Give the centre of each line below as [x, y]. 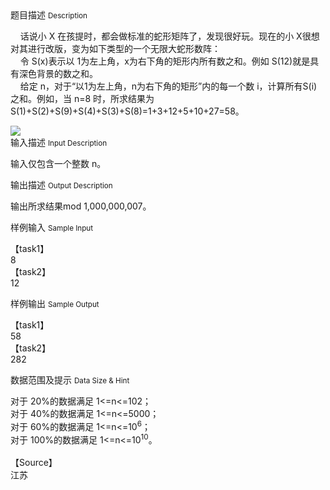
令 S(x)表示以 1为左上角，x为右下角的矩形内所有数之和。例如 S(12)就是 [165, 61]
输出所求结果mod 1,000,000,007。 [81, 206]
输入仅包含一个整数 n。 [58, 163]
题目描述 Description [49, 15]
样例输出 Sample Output [55, 303]
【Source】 [34, 463]
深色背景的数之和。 [58, 73]
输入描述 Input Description [59, 142]
